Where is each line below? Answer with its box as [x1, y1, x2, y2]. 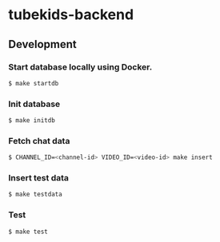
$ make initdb [8, 117, 56, 125]
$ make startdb [8, 79, 59, 87]
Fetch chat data [8, 135, 70, 146]
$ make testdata [8, 190, 62, 199]
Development [8, 38, 78, 51]
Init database [8, 98, 61, 109]
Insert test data [8, 173, 70, 184]
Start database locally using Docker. [8, 61, 153, 73]
